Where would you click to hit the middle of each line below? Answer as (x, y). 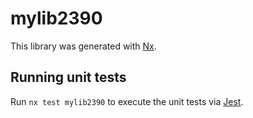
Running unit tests (68, 77)
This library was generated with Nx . (83, 46)
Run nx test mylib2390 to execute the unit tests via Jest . (127, 101)
